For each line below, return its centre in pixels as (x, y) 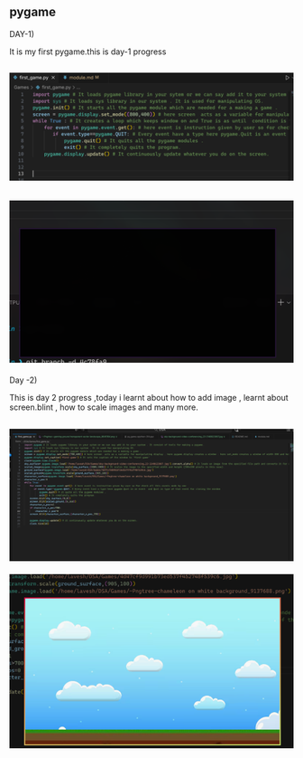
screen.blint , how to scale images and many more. (104, 407)
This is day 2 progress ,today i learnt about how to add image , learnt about (149, 398)
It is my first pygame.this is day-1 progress (88, 52)
